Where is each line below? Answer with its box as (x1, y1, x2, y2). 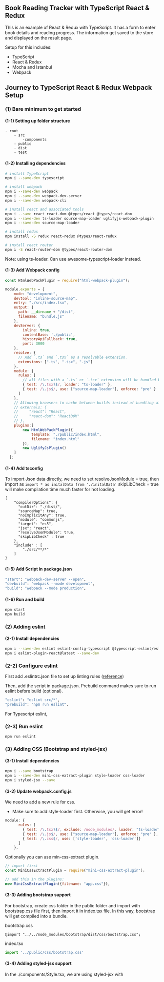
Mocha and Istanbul (12, 64, 52, 70)
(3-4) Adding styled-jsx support (5, 961, 72, 966)
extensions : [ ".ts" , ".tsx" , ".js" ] (18, 359, 93, 364)
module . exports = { (5, 286, 45, 292)
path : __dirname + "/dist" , (18, 309, 76, 314)
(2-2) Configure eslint (5, 662, 58, 669)
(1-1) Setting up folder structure (5, 118, 70, 123)
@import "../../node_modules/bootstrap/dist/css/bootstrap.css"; (5, 932, 141, 937)
